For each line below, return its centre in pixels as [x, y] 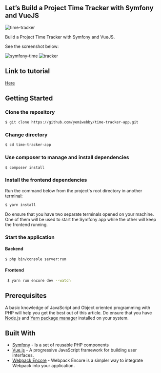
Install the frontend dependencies [46, 180]
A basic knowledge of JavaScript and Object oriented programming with [78, 308]
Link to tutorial [28, 71]
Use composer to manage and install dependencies [67, 157]
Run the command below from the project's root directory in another [74, 190]
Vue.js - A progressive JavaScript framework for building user [74, 350]
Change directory [26, 135]
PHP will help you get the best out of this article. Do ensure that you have [79, 312]
